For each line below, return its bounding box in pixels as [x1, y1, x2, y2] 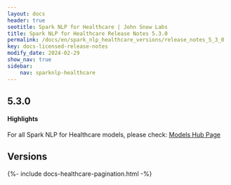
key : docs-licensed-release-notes [7, 43, 109, 50]
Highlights [7, 115, 39, 123]
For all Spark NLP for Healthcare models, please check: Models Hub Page [7, 131, 221, 139]
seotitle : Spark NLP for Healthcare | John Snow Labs [7, 23, 169, 30]
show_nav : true [7, 56, 52, 63]
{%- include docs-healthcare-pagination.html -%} [7, 170, 152, 178]
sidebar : [7, 63, 33, 70]
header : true [7, 17, 46, 24]
